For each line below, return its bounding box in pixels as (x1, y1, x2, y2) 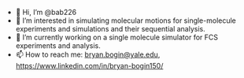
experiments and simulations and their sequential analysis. (15, 24, 206, 33)
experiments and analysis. (15, 41, 101, 50)
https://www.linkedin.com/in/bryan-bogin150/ (15, 61, 164, 70)
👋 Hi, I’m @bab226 (15, 8, 77, 17)
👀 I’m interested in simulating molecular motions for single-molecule (15, 16, 236, 25)
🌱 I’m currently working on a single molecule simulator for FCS (15, 32, 219, 42)
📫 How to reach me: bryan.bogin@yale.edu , (15, 50, 161, 59)
